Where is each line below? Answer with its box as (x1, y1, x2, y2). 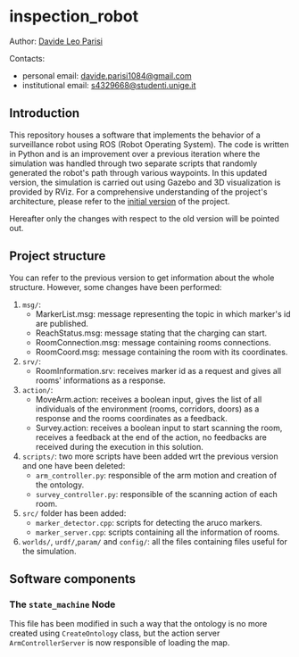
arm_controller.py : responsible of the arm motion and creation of (35, 470, 278, 480)
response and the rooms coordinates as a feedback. (35, 412, 228, 423)
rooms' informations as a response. (35, 375, 167, 386)
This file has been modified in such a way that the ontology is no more (9, 619, 268, 629)
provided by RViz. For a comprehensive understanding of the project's (9, 186, 268, 197)
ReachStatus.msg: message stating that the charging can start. (35, 328, 268, 338)
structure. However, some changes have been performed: (9, 281, 222, 292)
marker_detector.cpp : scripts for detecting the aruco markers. (35, 517, 263, 528)
